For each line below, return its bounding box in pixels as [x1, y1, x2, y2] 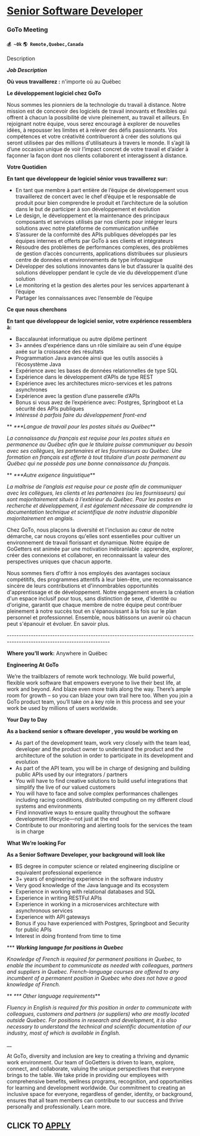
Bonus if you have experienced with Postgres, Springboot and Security [15, 920, 190, 927]
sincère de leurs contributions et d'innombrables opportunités [7, 582, 159, 589]
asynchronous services [15, 907, 73, 914]
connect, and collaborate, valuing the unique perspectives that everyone [7, 1065, 185, 1072]
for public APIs [15, 926, 52, 933]
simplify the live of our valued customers [15, 783, 115, 791]
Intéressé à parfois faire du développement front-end [15, 412, 146, 419]
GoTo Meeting [7, 26, 48, 34]
